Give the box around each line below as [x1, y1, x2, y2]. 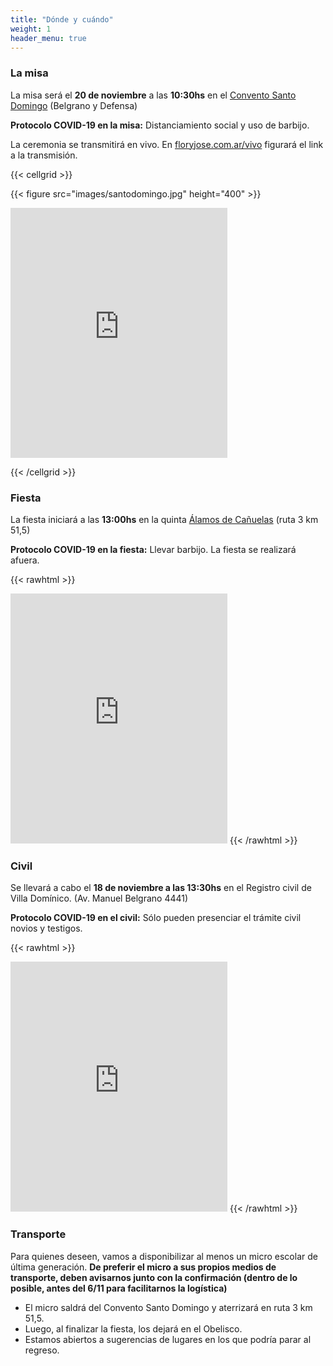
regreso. [24, 1344, 60, 1356]
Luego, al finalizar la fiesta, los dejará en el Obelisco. [24, 1322, 243, 1335]
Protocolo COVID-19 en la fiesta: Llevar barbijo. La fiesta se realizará [10, 543, 297, 555]
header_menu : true [10, 33, 87, 43]
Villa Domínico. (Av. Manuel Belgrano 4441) [10, 892, 189, 905]
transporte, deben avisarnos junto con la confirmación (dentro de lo [10, 1271, 298, 1283]
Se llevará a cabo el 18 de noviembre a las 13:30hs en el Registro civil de [10, 882, 312, 894]
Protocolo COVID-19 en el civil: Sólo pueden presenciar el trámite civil [10, 912, 302, 924]
